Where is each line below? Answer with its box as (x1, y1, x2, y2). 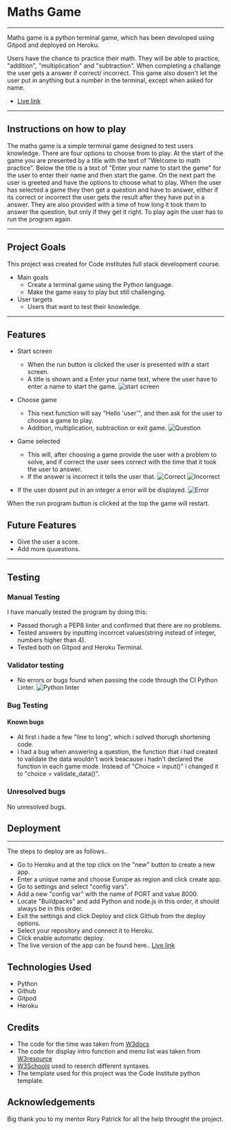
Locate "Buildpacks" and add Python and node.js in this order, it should (16, 898, 219, 906)
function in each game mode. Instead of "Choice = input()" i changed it (16, 762, 219, 771)
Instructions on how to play (7, 123, 126, 135)
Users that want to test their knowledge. (27, 302, 141, 310)
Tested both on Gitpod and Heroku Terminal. (16, 643, 144, 651)
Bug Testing (7, 701, 48, 711)
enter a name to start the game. (27, 382, 117, 390)
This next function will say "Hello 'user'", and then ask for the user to (27, 409, 222, 417)
